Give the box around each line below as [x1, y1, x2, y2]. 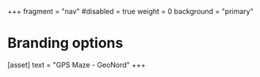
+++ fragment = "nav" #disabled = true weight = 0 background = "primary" [7, 7, 254, 16]
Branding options [7, 35, 124, 52]
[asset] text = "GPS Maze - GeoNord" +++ [7, 60, 146, 69]
